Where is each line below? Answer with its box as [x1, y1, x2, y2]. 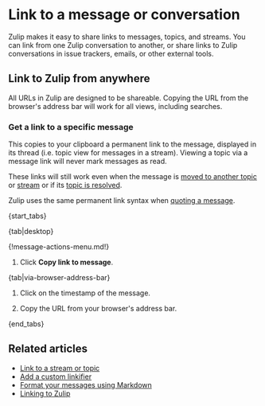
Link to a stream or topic [19, 363, 100, 373]
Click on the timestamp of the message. [19, 288, 151, 298]
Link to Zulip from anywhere [8, 72, 150, 85]
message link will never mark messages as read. [8, 157, 167, 166]
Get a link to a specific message [8, 121, 134, 132]
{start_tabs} [8, 211, 47, 221]
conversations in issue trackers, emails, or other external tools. [8, 49, 214, 58]
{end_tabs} [8, 319, 45, 329]
